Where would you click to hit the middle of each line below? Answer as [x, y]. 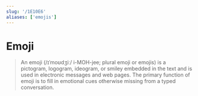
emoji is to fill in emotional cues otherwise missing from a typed [98, 81]
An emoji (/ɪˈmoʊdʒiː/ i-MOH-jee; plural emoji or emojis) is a [93, 62]
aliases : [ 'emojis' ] [32, 17]
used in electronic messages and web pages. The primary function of [105, 75]
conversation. [37, 87]
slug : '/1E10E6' [26, 11]
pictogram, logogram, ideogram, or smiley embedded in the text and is [106, 69]
